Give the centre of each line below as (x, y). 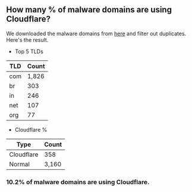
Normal (19, 164)
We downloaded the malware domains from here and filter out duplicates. (96, 33)
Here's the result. (27, 40)
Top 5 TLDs (29, 51)
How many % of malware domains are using (89, 10)
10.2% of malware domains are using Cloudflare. (78, 182)
